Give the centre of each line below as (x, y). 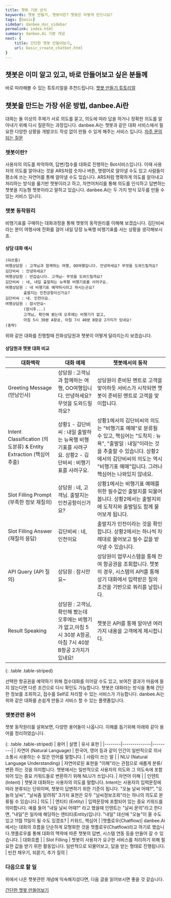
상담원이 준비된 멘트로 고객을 (130, 381)
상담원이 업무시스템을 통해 (127, 557)
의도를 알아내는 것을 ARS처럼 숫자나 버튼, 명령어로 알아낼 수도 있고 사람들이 (90, 171)
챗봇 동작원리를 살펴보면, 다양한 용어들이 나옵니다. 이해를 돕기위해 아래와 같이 (82, 727)
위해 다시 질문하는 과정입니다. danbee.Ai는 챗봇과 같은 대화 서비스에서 (88, 125)
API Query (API (26, 572)
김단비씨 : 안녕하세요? (26, 271)
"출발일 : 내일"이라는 (130, 443)
